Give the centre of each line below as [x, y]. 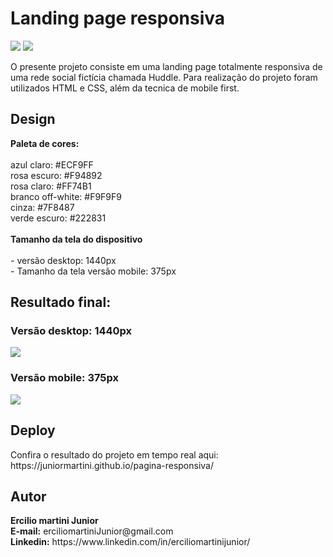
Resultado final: [61, 302]
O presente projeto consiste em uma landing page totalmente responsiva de [166, 66]
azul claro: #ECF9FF [52, 164]
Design [33, 119]
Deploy [33, 430]
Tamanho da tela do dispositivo [76, 239]
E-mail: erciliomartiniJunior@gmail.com [92, 531]
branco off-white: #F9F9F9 [66, 196]
